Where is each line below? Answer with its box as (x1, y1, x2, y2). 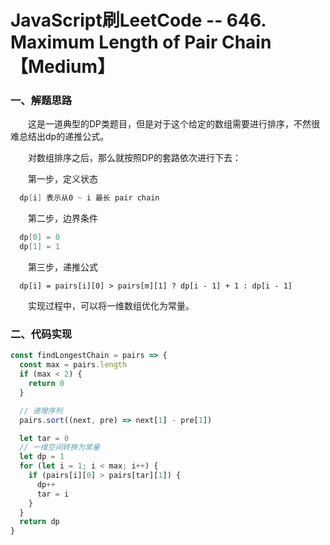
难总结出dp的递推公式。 (10, 131, 110, 143)
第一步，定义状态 (28, 173, 98, 185)
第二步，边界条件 (28, 212, 98, 225)
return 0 (28, 379, 65, 389)
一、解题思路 (10, 94, 73, 108)
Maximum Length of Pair (10, 31, 218, 54)
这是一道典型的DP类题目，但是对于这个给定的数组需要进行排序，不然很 (28, 118, 321, 130)
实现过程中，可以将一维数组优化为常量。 (28, 300, 195, 312)
